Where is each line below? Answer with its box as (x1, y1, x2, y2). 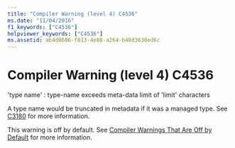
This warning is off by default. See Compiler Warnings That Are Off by (7, 125, 212, 135)
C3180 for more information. (7, 112, 90, 120)
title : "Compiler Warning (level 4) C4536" (7, 10, 138, 18)
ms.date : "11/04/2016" (7, 17, 75, 24)
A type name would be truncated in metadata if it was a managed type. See (7, 104, 228, 113)
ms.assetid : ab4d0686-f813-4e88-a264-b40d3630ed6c (7, 37, 160, 44)
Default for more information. (7, 133, 92, 142)
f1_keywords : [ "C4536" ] (7, 23, 78, 30)
